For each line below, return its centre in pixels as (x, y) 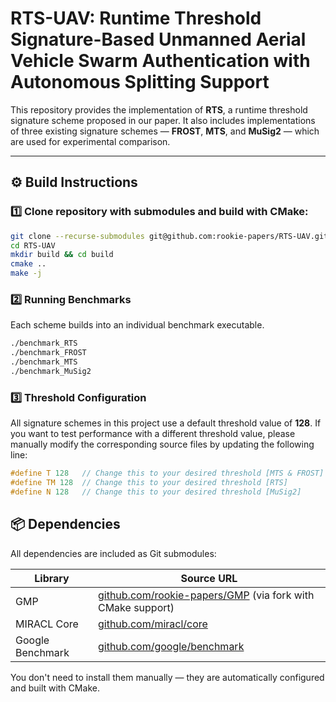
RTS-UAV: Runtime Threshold (136, 18)
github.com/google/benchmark (171, 646)
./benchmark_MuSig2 (51, 371)
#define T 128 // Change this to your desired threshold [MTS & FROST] (167, 473)
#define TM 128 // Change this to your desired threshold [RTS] (149, 482)
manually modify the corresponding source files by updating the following (162, 444)
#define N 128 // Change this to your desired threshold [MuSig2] (156, 492)
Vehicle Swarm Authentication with (160, 61)
